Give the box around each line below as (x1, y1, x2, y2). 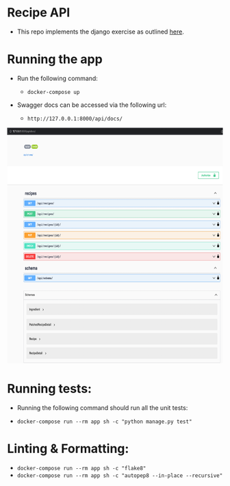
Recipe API (7, 5, 71, 21)
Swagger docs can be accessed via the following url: (16, 101, 167, 109)
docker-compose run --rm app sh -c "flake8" (16, 465, 146, 472)
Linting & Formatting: (7, 441, 129, 457)
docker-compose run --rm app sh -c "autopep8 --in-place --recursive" (16, 472, 223, 479)
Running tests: (7, 381, 92, 397)
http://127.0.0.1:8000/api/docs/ (27, 115, 123, 122)
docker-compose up (27, 88, 80, 95)
